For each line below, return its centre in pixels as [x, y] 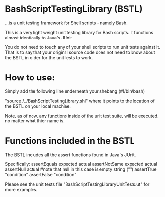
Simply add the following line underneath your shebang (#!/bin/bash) [75, 91]
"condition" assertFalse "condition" [41, 174]
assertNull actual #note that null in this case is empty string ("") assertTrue [81, 169]
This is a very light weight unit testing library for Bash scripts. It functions [79, 32]
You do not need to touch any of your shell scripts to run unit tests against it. [82, 47]
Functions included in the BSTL [70, 141]
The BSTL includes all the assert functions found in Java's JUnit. [71, 155]
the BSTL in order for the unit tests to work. [49, 57]
